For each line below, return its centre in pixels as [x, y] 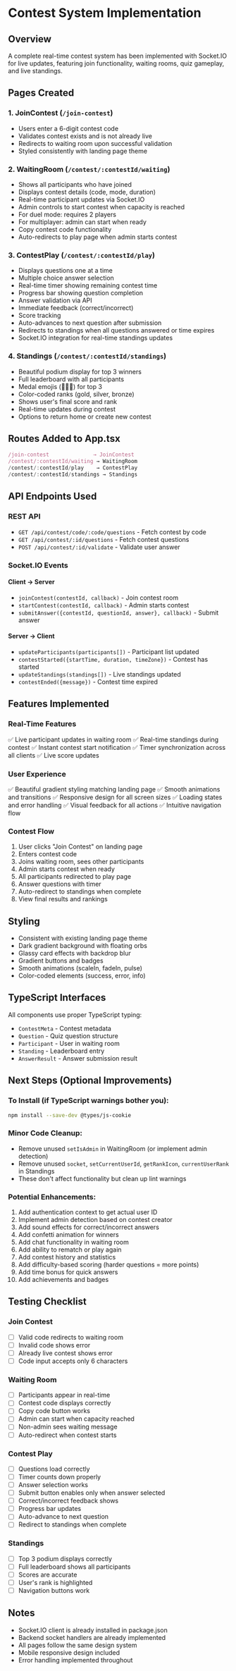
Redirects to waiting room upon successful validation [95, 143]
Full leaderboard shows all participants [74, 1567]
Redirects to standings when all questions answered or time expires [116, 331]
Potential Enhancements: [52, 1197]
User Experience [37, 774]
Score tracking [39, 316]
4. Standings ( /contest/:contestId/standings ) [87, 356]
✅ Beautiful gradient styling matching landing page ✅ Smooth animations [114, 789]
